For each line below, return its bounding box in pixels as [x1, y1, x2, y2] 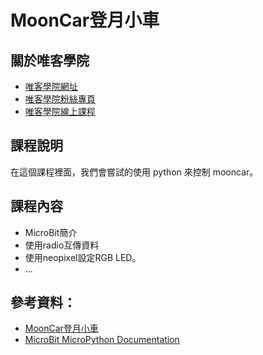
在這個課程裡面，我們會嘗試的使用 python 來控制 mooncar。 [10, 166, 259, 178]
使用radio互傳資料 [24, 239, 100, 251]
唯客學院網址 [24, 81, 78, 92]
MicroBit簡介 [24, 226, 78, 238]
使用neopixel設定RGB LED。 [24, 251, 142, 263]
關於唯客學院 [10, 52, 90, 69]
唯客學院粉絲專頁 [24, 93, 96, 105]
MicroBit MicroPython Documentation [24, 334, 180, 346]
